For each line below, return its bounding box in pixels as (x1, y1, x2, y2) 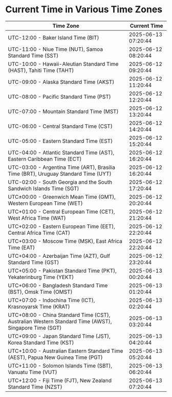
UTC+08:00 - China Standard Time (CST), (8, 311, 111, 318)
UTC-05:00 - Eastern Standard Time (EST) (8, 137, 113, 144)
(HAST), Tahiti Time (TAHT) (8, 67, 74, 74)
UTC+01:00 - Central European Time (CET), (8, 208, 115, 215)
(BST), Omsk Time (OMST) (8, 288, 73, 295)
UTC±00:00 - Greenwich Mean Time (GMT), (8, 193, 116, 200)
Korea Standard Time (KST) (8, 339, 74, 346)
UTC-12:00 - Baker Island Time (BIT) (8, 34, 99, 41)
